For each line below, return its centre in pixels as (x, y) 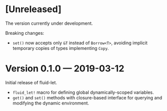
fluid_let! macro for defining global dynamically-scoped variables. (83, 92)
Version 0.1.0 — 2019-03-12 (65, 69)
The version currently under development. (49, 23)
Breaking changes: (25, 33)
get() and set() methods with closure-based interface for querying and (87, 97)
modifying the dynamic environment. (51, 103)
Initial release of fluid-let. (31, 82)
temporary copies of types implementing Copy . (61, 48)
